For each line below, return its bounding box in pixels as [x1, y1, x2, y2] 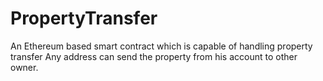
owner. [10, 61, 39, 73]
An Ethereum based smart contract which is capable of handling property [10, 40, 313, 52]
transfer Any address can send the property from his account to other [10, 50, 298, 62]
